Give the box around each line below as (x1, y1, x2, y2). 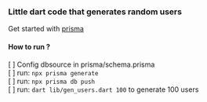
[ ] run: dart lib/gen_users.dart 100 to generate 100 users (8, 85, 199, 94)
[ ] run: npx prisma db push (8, 76, 96, 86)
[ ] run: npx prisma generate (8, 67, 99, 77)
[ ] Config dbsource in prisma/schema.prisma (8, 60, 155, 69)
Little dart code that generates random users (8, 6, 183, 17)
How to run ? (8, 42, 51, 51)
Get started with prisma (8, 24, 85, 34)
